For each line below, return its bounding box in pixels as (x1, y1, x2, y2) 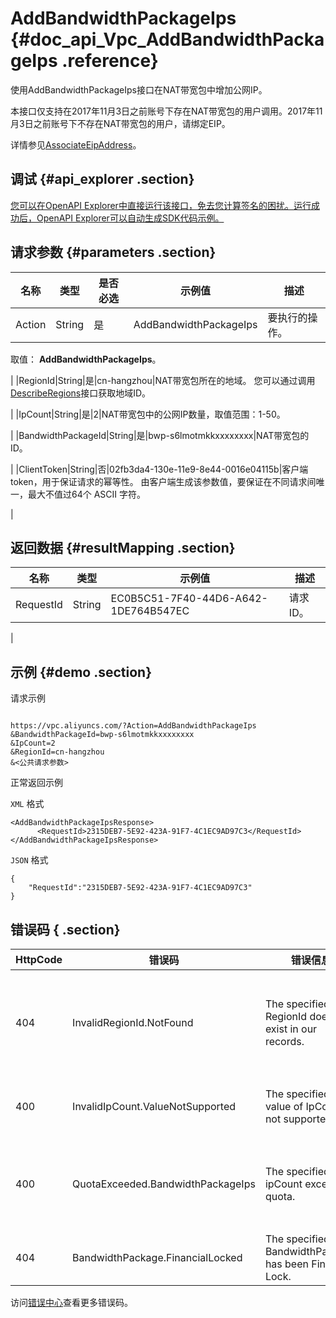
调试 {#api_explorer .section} (10, 171, 195, 188)
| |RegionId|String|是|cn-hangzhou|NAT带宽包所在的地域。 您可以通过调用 (10, 374, 316, 386)
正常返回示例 (10, 777, 63, 789)
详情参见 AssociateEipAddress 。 (10, 138, 142, 151)
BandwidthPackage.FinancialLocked (72, 1251, 243, 1264)
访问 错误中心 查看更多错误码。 (10, 1297, 133, 1308)
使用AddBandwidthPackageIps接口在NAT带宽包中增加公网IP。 (10, 83, 268, 96)
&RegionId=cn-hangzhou (10, 747, 105, 757)
